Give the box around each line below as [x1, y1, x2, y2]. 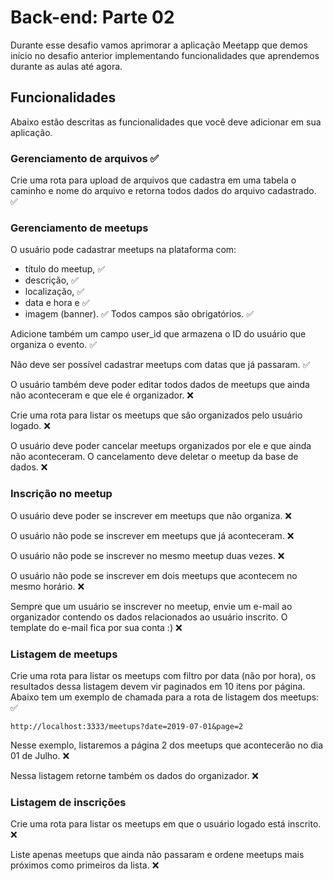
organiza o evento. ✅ [10, 339, 97, 351]
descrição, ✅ [24, 274, 79, 286]
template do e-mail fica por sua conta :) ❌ [10, 621, 183, 633]
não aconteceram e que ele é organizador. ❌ [10, 389, 195, 401]
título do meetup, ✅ [24, 263, 106, 275]
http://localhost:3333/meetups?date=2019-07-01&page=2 [10, 721, 244, 731]
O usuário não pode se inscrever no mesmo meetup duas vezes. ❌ [10, 549, 285, 561]
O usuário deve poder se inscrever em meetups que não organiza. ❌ [10, 509, 292, 521]
